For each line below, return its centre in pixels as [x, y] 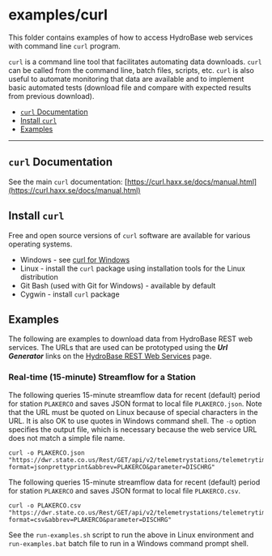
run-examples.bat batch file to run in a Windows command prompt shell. [129, 543]
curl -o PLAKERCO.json [47, 453]
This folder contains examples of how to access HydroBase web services [131, 37]
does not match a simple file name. [67, 438]
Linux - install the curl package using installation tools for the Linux [132, 268]
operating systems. [40, 244]
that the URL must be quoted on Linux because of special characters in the [133, 412]
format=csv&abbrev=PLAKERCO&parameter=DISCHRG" [90, 520]
